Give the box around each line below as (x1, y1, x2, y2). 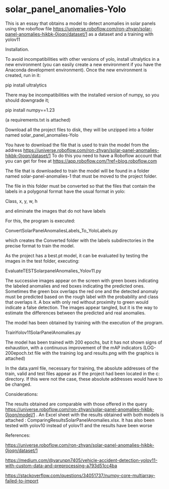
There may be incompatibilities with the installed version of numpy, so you (5, 92, 159, 98)
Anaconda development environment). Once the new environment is (5, 67, 147, 73)
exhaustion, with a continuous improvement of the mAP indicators (5, 344, 142, 350)
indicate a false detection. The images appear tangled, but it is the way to (5, 304, 158, 310)
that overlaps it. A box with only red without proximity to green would (5, 299, 149, 305)
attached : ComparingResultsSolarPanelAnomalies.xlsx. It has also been (5, 417, 155, 423)
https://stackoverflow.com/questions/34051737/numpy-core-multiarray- (5, 472, 155, 478)
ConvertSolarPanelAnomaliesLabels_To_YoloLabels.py (5, 227, 118, 233)
